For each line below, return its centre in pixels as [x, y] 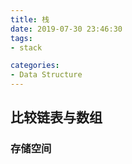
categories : [35, 66]
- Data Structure [46, 75]
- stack [26, 47]
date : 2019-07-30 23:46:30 [66, 29]
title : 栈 [30, 19]
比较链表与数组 [56, 117]
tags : [21, 38]
